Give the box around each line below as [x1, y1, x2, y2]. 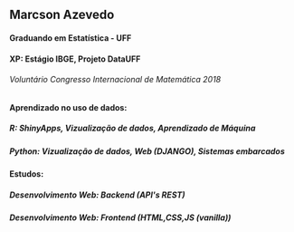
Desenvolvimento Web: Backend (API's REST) [9, 189, 185, 200]
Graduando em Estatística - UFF [9, 32, 132, 43]
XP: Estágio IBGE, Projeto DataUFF [9, 53, 141, 64]
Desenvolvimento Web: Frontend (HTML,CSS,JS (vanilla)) [9, 212, 232, 223]
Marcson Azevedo [9, 7, 115, 23]
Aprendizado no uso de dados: [9, 101, 128, 112]
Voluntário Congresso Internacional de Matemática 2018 [9, 74, 222, 85]
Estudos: [9, 169, 44, 179]
